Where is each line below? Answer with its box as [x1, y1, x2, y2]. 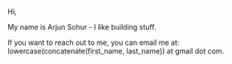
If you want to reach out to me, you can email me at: [7, 38, 180, 47]
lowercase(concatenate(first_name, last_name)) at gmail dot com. [7, 46, 225, 55]
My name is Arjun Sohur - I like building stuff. [7, 22, 157, 31]
